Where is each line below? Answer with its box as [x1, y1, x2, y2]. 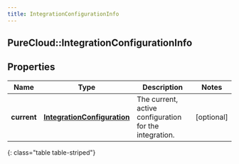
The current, [136, 94, 179, 104]
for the [136, 121, 159, 130]
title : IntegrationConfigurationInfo [7, 10, 119, 18]
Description [142, 82, 184, 92]
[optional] [195, 112, 228, 122]
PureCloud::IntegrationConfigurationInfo [7, 37, 193, 49]
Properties [7, 61, 55, 73]
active [136, 103, 158, 113]
